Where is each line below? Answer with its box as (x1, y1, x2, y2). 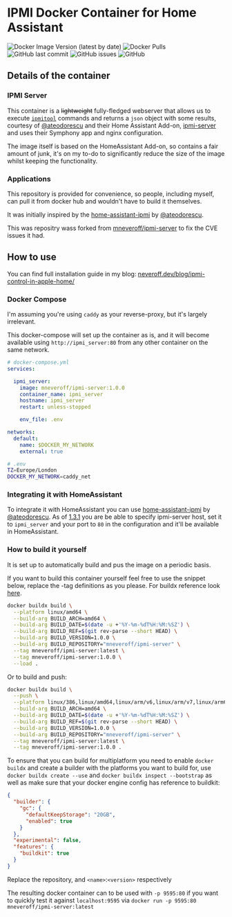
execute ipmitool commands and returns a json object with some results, (7, 114, 216, 122)
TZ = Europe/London (7, 467, 57, 474)
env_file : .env (19, 416, 64, 423)
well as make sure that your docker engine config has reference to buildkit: (7, 778, 220, 787)
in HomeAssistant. (7, 528, 59, 536)
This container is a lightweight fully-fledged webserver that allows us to (7, 106, 211, 115)
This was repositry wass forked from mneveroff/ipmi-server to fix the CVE (7, 224, 218, 232)
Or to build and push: (7, 673, 68, 681)
